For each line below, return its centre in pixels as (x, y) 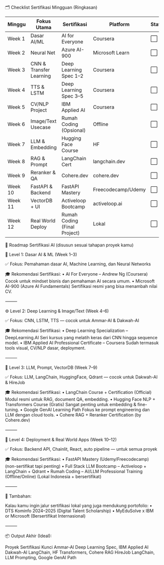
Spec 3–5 (72, 96)
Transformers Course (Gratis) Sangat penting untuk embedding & (71, 404)
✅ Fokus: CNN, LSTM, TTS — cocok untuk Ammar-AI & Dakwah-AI (72, 320)
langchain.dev (109, 162)
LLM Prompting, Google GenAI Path (41, 557)
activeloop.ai (108, 204)
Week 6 (16, 124)
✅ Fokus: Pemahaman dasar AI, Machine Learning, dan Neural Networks (78, 264)
